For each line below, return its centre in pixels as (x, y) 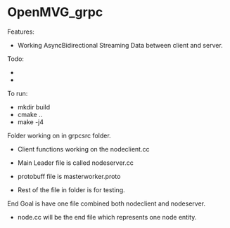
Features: (21, 32)
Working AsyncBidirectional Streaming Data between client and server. (120, 45)
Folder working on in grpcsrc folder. (59, 135)
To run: (18, 93)
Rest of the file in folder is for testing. (71, 189)
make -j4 (31, 122)
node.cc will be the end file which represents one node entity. (107, 217)
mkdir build (34, 107)
